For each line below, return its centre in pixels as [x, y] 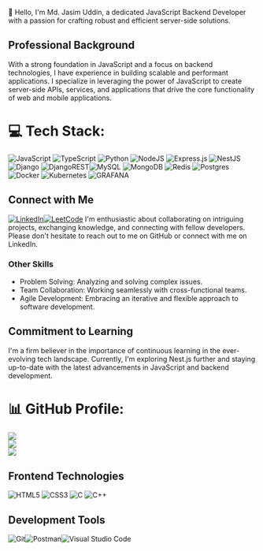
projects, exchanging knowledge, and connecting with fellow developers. [127, 227]
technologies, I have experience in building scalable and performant [118, 73]
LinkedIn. [23, 244]
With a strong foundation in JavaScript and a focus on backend [111, 64]
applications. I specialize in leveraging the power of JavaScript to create [125, 81]
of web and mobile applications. [60, 98]
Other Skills [31, 264]
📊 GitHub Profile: [66, 409]
